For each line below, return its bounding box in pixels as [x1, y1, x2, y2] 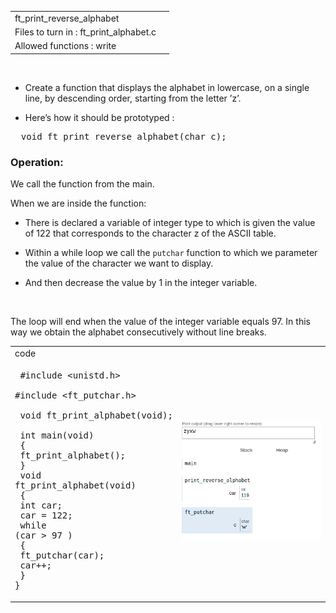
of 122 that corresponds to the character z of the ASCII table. [24, 227, 277, 240]
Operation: [10, 155, 64, 169]
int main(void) [19, 430, 95, 441]
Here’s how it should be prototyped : [24, 111, 175, 123]
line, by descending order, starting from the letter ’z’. [24, 92, 242, 104]
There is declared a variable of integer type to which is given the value [24, 217, 316, 229]
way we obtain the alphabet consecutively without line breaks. [10, 326, 267, 338]
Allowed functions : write [14, 40, 117, 52]
